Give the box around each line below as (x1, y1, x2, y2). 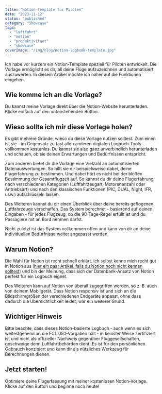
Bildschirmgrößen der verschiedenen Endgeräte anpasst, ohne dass (5, 293, 141, 299)
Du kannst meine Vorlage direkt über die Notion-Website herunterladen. (5, 103, 149, 109)
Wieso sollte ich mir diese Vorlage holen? (5, 122, 132, 131)
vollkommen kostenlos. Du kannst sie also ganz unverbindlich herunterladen (5, 146, 158, 152)
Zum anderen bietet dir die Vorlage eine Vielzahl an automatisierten (5, 161, 140, 167)
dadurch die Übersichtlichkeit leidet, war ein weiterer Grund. (5, 298, 126, 304)
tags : (5, 25, 16, 30)
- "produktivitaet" (9, 39, 49, 44)
